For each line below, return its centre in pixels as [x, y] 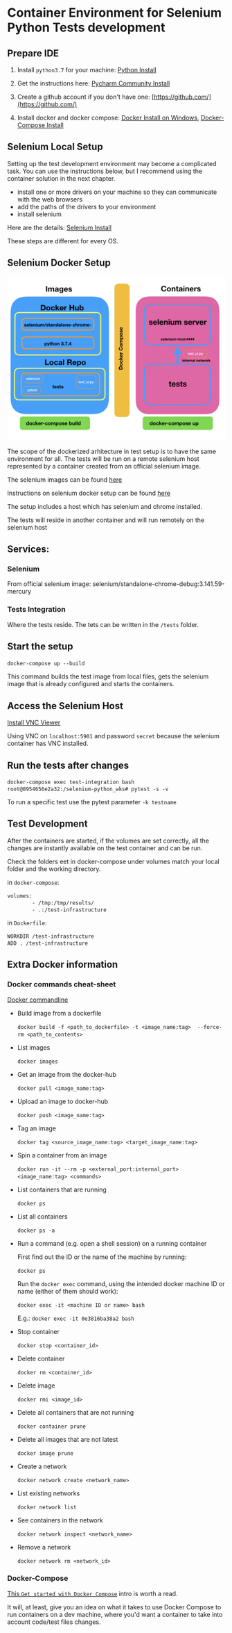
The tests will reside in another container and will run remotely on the [106, 520]
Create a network [42, 1466]
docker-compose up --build [46, 664]
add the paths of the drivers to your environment [87, 206]
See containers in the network [60, 1520]
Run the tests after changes [68, 765]
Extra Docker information [63, 965]
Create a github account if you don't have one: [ [86, 97]
